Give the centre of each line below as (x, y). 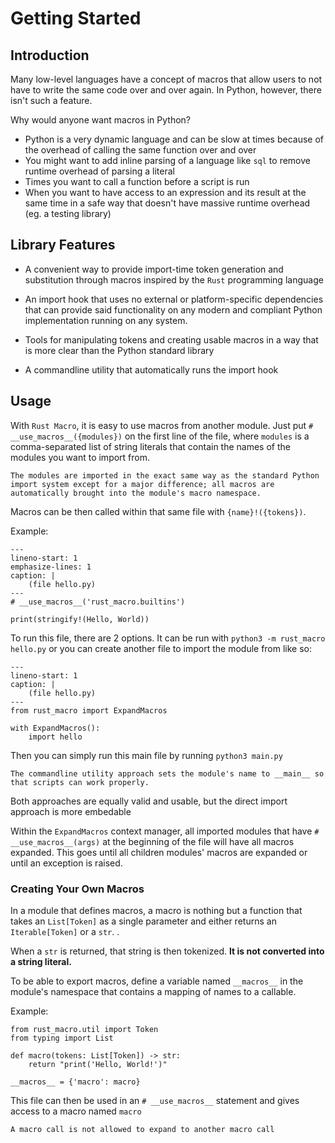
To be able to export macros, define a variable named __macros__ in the (157, 981)
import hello (55, 737)
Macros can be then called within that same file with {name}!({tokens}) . (158, 511)
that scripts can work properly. (80, 782)
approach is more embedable (71, 811)
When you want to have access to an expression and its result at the (165, 192)
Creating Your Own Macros (77, 889)
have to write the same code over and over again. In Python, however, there (166, 90)
